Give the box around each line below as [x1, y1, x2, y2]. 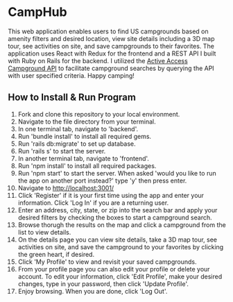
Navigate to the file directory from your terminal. [17, 117, 156, 126]
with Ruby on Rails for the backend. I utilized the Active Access [8, 56, 188, 65]
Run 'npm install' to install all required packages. [17, 161, 157, 170]
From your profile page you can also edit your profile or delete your [17, 265, 210, 273]
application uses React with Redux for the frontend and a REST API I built [8, 49, 216, 58]
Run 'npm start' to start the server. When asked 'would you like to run [17, 169, 217, 177]
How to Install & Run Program [8, 92, 136, 103]
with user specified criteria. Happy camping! [8, 71, 135, 80]
